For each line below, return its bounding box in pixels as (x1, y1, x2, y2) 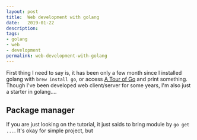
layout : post (6, 8, 39, 15)
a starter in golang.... (6, 88, 57, 95)
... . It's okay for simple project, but (6, 127, 94, 134)
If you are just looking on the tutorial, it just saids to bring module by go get (6, 121, 190, 128)
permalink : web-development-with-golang (6, 53, 108, 59)
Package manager (6, 105, 75, 116)
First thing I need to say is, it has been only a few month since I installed (6, 69, 182, 76)
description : (6, 25, 39, 31)
